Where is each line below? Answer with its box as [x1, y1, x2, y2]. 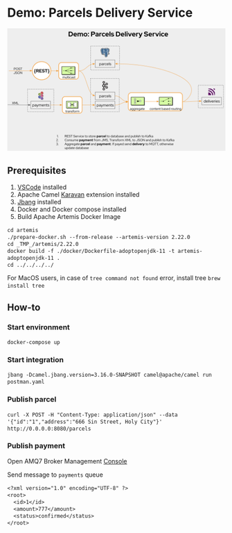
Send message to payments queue [7, 470, 104, 479]
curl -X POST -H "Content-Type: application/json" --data [7, 411, 178, 418]
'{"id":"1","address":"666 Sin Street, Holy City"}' [7, 418, 163, 425]
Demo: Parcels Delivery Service [7, 5, 193, 21]
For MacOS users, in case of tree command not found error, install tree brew [7, 274, 221, 282]
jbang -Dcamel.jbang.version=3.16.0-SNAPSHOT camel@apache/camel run [7, 372, 213, 379]
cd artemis [7, 227, 39, 234]
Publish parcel [7, 395, 57, 404]
